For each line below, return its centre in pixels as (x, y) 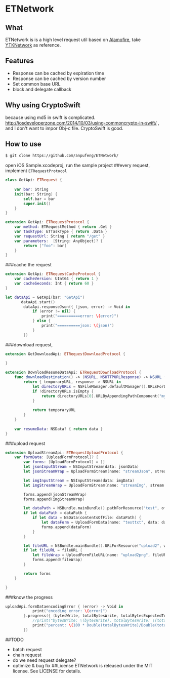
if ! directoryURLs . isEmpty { (63, 391)
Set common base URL (36, 84)
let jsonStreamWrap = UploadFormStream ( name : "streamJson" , (88, 471)
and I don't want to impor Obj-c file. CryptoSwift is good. (64, 128)
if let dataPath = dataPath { (55, 513)
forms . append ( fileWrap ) (57, 560)
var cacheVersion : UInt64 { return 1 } (56, 279)
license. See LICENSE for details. (47, 671)
